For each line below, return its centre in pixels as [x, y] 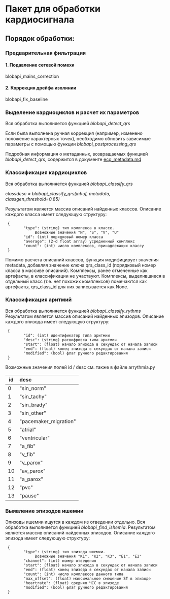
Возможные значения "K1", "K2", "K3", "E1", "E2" [88, 557]
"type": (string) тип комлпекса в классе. [69, 228]
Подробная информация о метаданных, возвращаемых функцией [77, 154]
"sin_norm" [33, 388]
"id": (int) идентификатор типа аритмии [67, 335]
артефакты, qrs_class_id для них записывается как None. [67, 287]
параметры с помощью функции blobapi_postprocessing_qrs [71, 144]
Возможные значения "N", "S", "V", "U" [77, 232]
